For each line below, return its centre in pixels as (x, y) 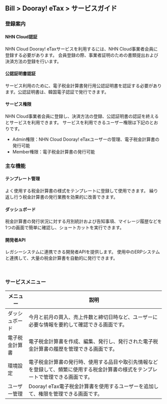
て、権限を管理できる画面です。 (66, 394)
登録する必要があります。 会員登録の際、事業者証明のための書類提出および (82, 55)
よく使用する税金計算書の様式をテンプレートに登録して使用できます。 (77, 191)
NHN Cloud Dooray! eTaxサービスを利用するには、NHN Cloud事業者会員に (82, 49)
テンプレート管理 (23, 179)
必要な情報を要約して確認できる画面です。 (78, 324)
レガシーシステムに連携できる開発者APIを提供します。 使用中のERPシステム (83, 252)
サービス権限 (18, 104)
